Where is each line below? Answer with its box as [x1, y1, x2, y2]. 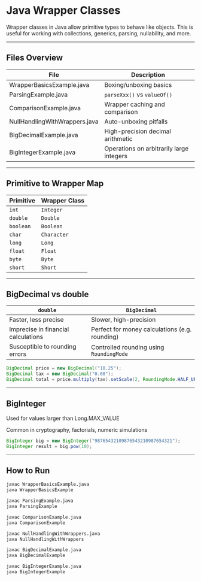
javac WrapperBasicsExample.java [6, 482, 90, 488]
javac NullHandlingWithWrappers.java [6, 531, 100, 537]
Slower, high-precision [91, 316, 156, 324]
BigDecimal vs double [6, 289, 89, 299]
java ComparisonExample [6, 519, 66, 526]
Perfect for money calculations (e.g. [91, 325, 192, 334]
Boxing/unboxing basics [104, 80, 172, 89]
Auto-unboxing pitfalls [104, 117, 168, 126]
